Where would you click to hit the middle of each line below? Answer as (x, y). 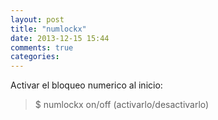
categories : (35, 57)
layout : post (37, 19)
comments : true (42, 47)
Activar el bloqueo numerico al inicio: (86, 85)
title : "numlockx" (48, 29)
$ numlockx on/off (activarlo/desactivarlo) (122, 105)
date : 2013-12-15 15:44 (60, 38)
